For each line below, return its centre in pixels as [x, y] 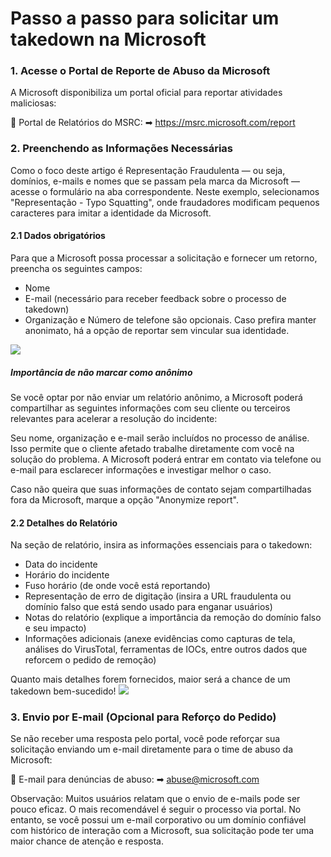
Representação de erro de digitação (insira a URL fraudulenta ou [158, 596]
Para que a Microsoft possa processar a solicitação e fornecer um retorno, [164, 258]
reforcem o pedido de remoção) [90, 660]
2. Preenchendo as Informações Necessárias [122, 149]
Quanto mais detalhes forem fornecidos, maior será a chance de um [150, 679]
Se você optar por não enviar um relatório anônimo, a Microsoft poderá [156, 397]
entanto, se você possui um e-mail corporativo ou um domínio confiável [158, 820]
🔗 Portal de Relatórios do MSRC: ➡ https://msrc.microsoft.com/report [153, 123]
